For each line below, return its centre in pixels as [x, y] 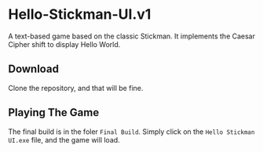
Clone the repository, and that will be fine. [76, 88]
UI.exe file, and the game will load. [64, 139]
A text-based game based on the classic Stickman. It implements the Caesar [132, 36]
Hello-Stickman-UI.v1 [80, 14]
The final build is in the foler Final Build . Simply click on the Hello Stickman [131, 132]
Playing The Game [54, 112]
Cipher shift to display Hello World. [64, 44]
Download [33, 69]
